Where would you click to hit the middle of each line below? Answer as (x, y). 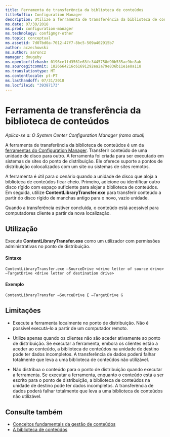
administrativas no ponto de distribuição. (48, 247)
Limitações (23, 311)
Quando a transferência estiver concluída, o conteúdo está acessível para (82, 208)
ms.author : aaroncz (26, 52)
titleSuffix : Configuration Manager (44, 15)
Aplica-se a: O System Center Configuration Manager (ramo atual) (75, 135)
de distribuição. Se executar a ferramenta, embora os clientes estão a (85, 343)
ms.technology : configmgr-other (39, 33)
